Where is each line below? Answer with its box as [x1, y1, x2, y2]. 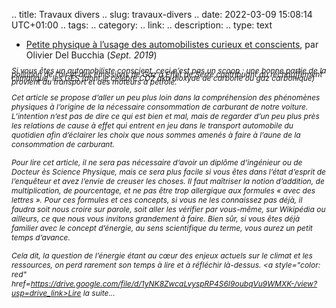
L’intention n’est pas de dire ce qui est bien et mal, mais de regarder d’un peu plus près [11, 111, 320, 121]
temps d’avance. [11, 232, 71, 243]
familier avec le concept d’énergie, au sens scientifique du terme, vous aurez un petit [11, 223, 313, 233]
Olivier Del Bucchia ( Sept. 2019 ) [25, 49, 158, 61]
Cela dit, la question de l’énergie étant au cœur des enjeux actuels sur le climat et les [11, 250, 313, 261]
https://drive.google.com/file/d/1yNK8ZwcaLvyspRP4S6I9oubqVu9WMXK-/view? [30, 279, 318, 289]
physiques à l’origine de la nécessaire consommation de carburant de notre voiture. [11, 102, 309, 112]
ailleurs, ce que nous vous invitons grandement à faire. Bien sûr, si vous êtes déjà [11, 214, 301, 224]
